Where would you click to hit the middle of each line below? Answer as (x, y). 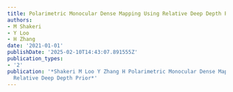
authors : (20, 20)
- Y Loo (18, 33)
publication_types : (35, 59)
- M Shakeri (24, 26)
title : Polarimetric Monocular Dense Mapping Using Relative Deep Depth (114, 13)
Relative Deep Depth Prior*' (55, 78)
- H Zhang (21, 39)
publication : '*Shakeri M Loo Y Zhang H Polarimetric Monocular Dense (111, 71)
